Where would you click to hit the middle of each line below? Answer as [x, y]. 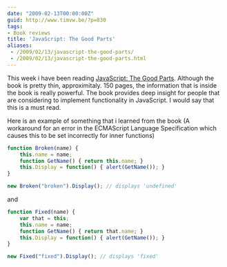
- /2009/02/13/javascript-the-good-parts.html [78, 59]
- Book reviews [29, 33]
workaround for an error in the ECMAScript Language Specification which [112, 128]
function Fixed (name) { [41, 212]
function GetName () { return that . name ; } [81, 231]
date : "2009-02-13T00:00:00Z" [51, 13]
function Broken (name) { [43, 148]
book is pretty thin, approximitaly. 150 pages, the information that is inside [112, 85]
